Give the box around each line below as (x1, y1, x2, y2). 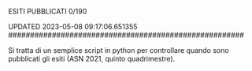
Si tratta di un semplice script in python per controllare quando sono (8, 46, 230, 54)
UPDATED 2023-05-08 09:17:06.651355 (8, 22, 138, 31)
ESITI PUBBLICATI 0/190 (8, 7, 87, 16)
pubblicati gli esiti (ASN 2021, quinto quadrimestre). (8, 54, 176, 63)
